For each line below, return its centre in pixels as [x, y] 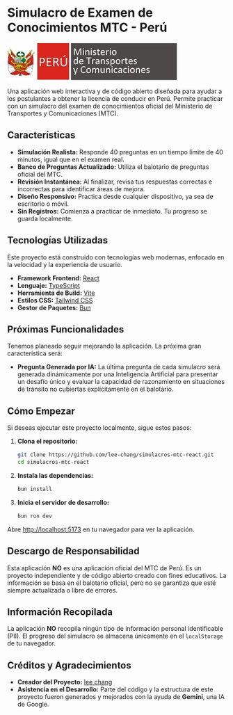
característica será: [35, 353]
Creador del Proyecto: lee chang [65, 682]
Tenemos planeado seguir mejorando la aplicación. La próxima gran [104, 346]
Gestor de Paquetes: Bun [54, 307]
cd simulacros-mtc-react [53, 463]
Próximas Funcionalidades [66, 329]
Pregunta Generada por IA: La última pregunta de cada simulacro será [119, 367]
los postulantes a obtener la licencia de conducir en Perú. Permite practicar [115, 98]
